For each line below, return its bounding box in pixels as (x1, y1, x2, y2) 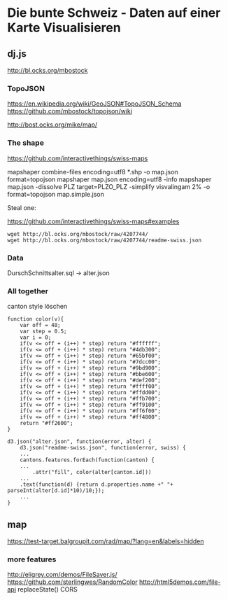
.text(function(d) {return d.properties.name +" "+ (20, 481, 173, 488)
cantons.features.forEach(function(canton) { (20, 456, 155, 463)
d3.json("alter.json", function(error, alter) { (7, 438, 152, 445)
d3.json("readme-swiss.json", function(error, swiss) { (20, 445, 187, 452)
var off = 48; (20, 322, 61, 329)
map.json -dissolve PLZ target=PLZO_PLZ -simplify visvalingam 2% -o (7, 182, 211, 190)
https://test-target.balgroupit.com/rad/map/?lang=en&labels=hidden (7, 537, 204, 545)
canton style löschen (7, 302, 68, 311)
